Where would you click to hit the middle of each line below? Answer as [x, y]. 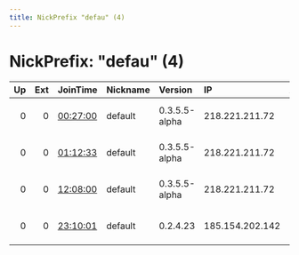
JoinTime [77, 90]
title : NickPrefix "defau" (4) [67, 17]
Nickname [128, 90]
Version [176, 90]
